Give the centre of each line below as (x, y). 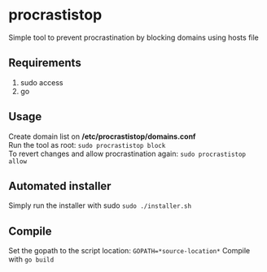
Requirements (45, 63)
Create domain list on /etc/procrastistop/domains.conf (102, 136)
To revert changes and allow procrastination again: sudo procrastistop (127, 153)
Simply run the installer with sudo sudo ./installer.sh (100, 205)
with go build (31, 259)
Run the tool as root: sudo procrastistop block (87, 145)
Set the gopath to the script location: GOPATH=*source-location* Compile (129, 251)
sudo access (42, 82)
